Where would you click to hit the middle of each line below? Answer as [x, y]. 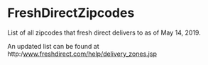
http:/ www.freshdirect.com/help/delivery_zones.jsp [82, 54]
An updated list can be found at [53, 46]
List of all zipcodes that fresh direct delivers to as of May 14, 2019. [104, 32]
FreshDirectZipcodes [71, 13]
